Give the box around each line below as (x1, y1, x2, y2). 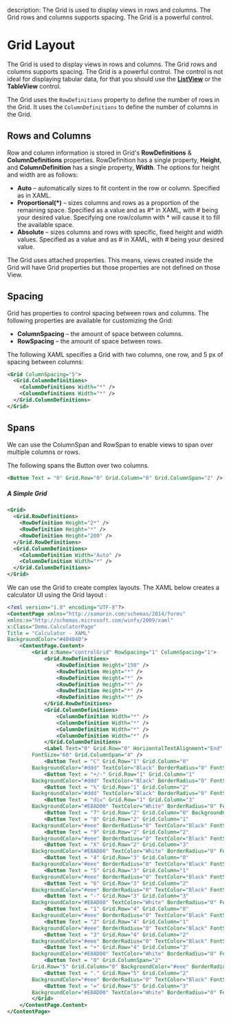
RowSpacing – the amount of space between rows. (16, 337, 163, 345)
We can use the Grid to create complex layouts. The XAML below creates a (7, 583, 220, 592)
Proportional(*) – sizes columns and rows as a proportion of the (16, 198, 199, 206)
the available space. (16, 220, 74, 228)
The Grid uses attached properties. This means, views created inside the (7, 255, 213, 264)
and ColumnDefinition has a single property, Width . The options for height (7, 163, 220, 171)
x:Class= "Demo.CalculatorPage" (7, 623, 97, 630)
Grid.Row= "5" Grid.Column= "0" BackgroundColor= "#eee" (32, 963, 189, 970)
